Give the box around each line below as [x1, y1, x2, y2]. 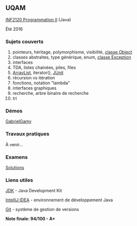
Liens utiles [5, 177, 33, 183]
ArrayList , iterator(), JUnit [12, 70, 64, 75]
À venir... [5, 141, 23, 147]
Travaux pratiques [5, 131, 50, 137]
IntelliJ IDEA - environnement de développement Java [5, 197, 113, 203]
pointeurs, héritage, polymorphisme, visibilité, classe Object [12, 49, 132, 55]
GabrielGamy [5, 119, 32, 124]
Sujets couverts [5, 38, 44, 45]
